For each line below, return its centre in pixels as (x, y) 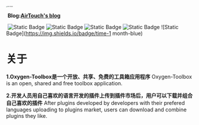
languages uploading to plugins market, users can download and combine (97, 110)
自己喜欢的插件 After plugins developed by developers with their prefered (96, 102)
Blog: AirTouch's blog (34, 15)
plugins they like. (27, 116)
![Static (170, 27)
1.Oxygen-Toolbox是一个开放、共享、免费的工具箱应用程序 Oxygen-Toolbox (99, 76)
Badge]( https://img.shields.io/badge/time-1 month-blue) (75, 33)
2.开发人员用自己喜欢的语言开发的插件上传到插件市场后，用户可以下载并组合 (99, 95)
